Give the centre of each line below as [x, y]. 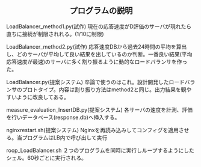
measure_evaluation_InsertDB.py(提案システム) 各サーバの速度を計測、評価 [99, 109]
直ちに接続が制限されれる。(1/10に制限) [55, 34]
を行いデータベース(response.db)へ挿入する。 [63, 117]
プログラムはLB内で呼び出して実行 [65, 138]
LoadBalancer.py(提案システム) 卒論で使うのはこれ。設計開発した [88, 82]
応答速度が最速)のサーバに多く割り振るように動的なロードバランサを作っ [97, 61]
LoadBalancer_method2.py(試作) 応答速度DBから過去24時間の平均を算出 [97, 46]
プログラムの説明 [101, 11]
